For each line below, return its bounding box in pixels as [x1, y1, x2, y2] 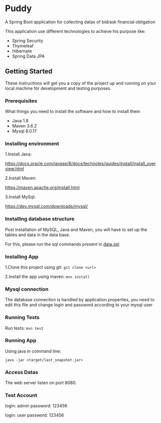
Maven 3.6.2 [12, 123, 37, 129]
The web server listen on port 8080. [5, 380, 77, 386]
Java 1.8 [12, 118, 29, 124]
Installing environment [5, 140, 59, 147]
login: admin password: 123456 [5, 403, 68, 409]
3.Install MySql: [5, 194, 36, 200]
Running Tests [5, 314, 40, 321]
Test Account [5, 392, 37, 399]
